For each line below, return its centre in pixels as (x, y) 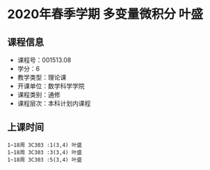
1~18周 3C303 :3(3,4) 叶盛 (45, 152)
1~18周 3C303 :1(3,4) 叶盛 (45, 145)
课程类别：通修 (39, 95)
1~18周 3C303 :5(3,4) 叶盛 (45, 160)
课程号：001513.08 (44, 60)
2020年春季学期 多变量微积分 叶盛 (105, 14)
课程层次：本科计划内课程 (54, 103)
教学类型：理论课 (42, 77)
